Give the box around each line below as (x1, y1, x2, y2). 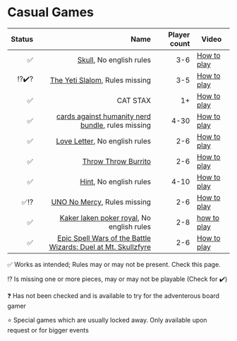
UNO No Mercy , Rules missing (51, 197, 152, 207)
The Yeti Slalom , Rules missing (49, 75, 152, 85)
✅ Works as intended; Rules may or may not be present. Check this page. (7, 260, 221, 268)
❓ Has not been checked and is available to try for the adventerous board (7, 291, 220, 300)
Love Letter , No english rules (56, 136, 152, 145)
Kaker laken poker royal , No (59, 213, 152, 222)
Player (168, 30, 190, 40)
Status (11, 34, 34, 44)
